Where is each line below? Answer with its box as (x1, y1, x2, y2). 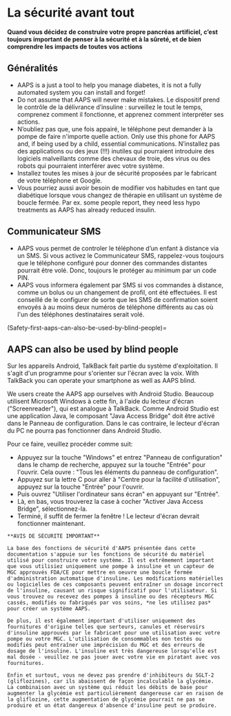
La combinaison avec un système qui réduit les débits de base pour (7, 684, 208, 691)
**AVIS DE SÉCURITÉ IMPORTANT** (7, 533, 100, 540)
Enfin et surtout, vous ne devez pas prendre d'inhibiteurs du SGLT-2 (7, 672, 214, 679)
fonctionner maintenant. (17, 520, 86, 528)
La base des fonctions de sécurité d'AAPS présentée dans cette (7, 545, 196, 552)
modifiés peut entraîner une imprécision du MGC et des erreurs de (7, 641, 205, 649)
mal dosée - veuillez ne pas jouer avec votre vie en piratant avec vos (7, 654, 221, 661)
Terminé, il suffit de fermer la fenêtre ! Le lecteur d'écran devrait (17, 512, 200, 520)
